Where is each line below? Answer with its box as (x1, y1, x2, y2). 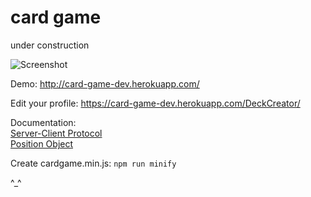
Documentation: (10, 116, 77, 128)
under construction (10, 39, 90, 51)
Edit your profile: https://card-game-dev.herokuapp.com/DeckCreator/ (10, 97, 301, 109)
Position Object (10, 137, 74, 150)
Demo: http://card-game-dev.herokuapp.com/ (10, 77, 200, 90)
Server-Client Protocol (10, 127, 103, 139)
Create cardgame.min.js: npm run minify (10, 157, 177, 169)
